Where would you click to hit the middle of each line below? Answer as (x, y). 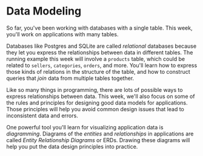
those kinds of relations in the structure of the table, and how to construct (98, 71)
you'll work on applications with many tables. (62, 34)
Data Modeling (44, 11)
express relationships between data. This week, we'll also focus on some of (101, 96)
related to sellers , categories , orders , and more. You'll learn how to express (102, 65)
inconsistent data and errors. (42, 115)
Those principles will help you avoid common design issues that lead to (95, 109)
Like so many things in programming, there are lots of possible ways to (95, 89)
